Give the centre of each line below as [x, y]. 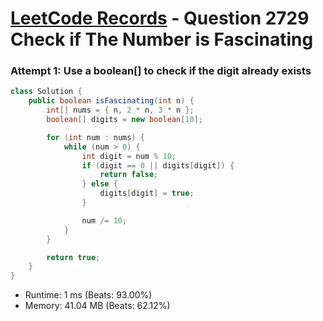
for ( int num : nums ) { [95, 137]
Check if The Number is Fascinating [162, 39]
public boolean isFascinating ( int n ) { [111, 101]
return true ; [73, 257]
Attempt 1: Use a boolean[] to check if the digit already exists [161, 71]
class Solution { [46, 92]
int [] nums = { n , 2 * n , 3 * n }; [120, 110]
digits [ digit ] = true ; [147, 193]
